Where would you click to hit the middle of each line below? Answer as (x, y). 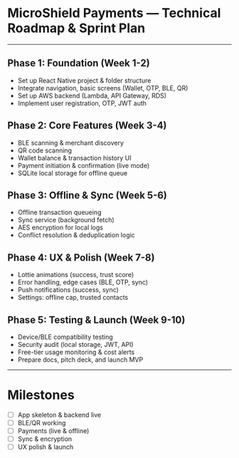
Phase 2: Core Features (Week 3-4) (87, 126)
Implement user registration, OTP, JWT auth (82, 103)
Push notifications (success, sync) (68, 290)
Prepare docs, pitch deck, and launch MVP (80, 360)
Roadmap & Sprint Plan (76, 28)
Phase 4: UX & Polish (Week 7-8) (81, 257)
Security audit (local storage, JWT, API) (75, 344)
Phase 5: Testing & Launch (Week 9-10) (96, 319)
